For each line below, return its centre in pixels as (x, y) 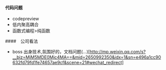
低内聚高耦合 (25, 25)
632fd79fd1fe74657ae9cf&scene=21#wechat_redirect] (68, 63)
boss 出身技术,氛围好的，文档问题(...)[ (51, 52)
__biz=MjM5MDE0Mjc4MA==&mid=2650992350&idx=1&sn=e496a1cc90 (86, 57)
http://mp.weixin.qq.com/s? (118, 52)
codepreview (26, 19)
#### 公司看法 (22, 41)
